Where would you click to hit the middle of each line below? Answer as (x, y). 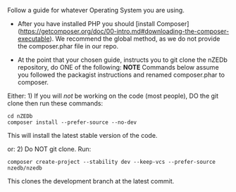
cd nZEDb (20, 116)
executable (33, 39)
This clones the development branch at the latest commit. (91, 181)
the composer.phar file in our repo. (68, 46)
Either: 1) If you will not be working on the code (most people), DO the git (113, 96)
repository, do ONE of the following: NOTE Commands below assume (118, 67)
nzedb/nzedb (25, 168)
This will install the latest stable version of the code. (82, 135)
